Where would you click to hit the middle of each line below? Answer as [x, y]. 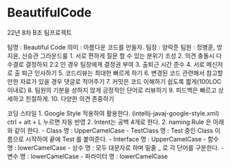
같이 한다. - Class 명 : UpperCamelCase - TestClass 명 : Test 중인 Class [114, 130]
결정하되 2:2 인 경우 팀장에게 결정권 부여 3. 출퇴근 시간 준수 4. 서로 [115, 64]
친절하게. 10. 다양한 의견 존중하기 [70, 98]
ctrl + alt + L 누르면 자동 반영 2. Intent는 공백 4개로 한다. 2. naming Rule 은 [109, 122]
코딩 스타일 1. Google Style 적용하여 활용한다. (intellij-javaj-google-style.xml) [113, 113]
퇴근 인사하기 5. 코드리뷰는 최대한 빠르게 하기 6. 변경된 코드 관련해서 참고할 [122, 73]
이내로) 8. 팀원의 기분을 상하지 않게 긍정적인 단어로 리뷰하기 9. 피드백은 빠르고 [112, 90]
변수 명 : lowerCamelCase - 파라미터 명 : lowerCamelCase [88, 156]
